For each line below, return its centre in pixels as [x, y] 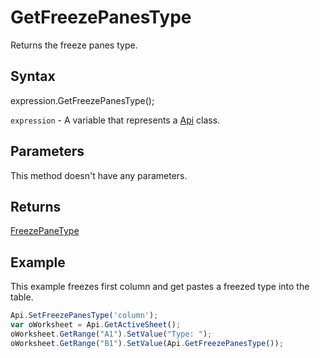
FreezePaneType [45, 231]
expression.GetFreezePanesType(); [82, 100]
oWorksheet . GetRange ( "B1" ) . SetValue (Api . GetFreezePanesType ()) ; [147, 343]
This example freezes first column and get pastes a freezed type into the [160, 287]
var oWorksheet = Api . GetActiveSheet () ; [96, 325]
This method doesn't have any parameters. [99, 175]
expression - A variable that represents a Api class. [115, 120]
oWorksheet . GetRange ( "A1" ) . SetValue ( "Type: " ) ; [111, 334]
